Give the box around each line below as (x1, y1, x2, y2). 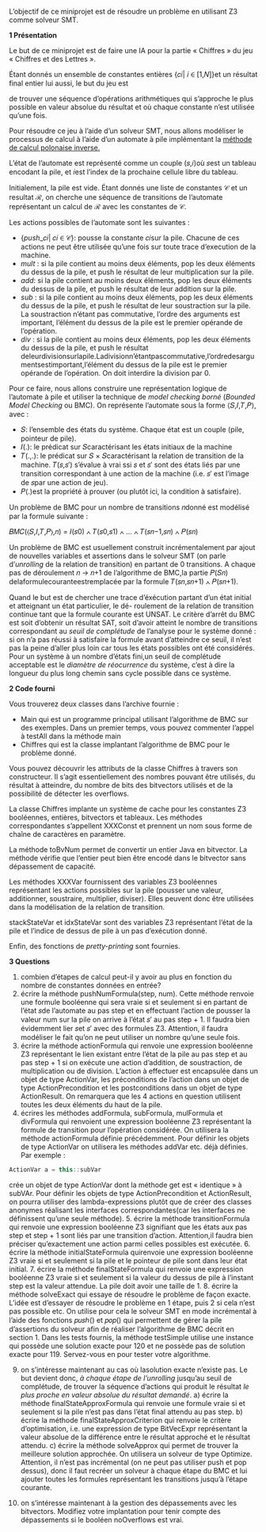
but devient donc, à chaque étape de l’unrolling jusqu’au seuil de (20, 1373, 232, 1382)
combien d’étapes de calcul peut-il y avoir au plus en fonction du (20, 972, 232, 981)
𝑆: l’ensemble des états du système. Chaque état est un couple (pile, (20, 425, 245, 434)
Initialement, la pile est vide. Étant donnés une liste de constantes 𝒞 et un (9, 183, 248, 193)
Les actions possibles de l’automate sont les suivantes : (9, 218, 190, 227)
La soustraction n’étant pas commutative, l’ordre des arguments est (20, 309, 241, 319)
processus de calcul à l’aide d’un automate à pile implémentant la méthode (9, 135, 253, 143)
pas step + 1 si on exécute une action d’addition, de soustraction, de (20, 1058, 243, 1067)
